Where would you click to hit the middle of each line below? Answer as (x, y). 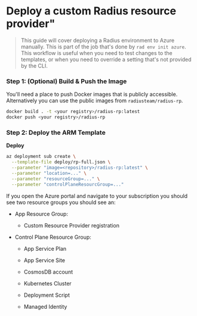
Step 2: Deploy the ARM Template (56, 132)
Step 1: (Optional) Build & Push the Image (67, 81)
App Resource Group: (41, 214)
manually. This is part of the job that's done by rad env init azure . (103, 47)
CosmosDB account (48, 272)
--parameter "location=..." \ (49, 173)
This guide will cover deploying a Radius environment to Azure (98, 40)
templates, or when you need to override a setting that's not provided (106, 59)
